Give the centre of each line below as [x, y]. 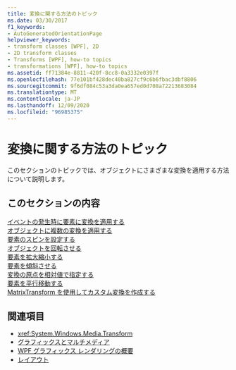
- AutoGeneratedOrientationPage [55, 33]
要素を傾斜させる [32, 266]
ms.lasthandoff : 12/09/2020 [49, 106]
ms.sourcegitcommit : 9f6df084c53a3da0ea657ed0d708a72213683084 [102, 86]
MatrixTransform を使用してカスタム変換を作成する [82, 292]
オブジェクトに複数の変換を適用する [60, 230]
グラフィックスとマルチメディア [64, 342]
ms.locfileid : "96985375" [45, 112]
